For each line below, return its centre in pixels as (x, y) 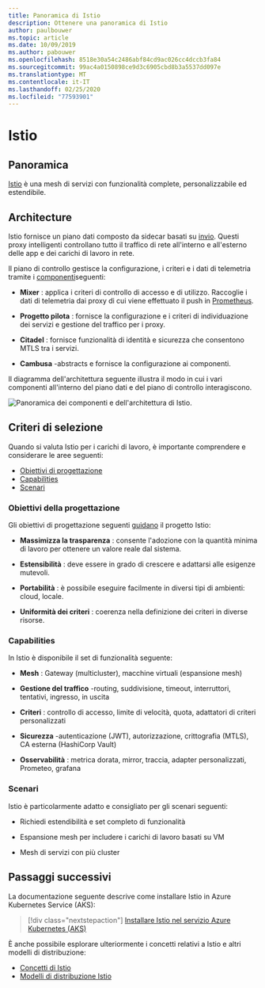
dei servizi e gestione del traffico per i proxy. (93, 325)
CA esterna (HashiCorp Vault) (68, 745)
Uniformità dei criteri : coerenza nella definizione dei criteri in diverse (134, 612)
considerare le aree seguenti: (56, 455)
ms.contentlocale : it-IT (49, 82)
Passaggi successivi (60, 877)
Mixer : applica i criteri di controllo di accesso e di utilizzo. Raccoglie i (133, 292)
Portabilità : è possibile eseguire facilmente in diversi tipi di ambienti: (132, 588)
